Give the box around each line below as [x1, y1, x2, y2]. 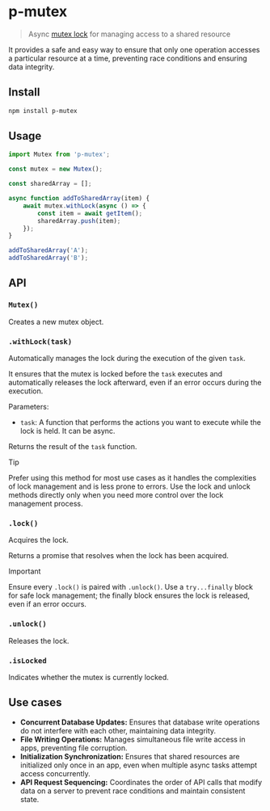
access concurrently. [19, 768, 91, 778]
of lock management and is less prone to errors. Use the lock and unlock [8, 481, 251, 491]
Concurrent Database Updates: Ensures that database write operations [19, 717, 260, 727]
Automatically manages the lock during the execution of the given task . [8, 354, 246, 363]
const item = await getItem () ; [37, 209, 143, 217]
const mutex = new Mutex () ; [8, 165, 103, 174]
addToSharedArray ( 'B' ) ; [8, 254, 89, 263]
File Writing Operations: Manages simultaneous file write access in [19, 734, 246, 744]
